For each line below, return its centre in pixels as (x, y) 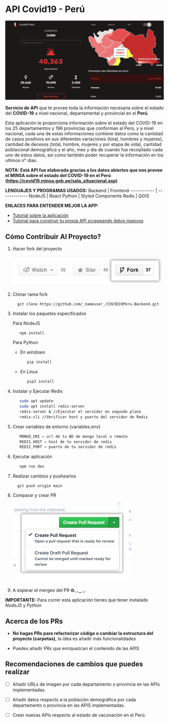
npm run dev (32, 466)
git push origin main (40, 486)
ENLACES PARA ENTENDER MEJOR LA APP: (52, 206)
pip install (39, 362)
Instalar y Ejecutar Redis (37, 391)
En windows (32, 352)
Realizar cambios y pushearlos (44, 476)
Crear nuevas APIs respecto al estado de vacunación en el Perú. (79, 715)
